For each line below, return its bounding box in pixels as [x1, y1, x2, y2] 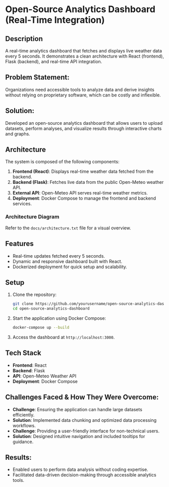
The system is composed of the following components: [5, 159, 120, 165]
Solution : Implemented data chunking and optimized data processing [12, 417, 157, 423]
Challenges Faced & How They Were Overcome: [5, 393, 159, 402]
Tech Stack [5, 349, 41, 357]
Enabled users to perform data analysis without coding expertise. [12, 466, 148, 473]
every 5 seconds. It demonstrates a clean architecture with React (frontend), [5, 53, 164, 59]
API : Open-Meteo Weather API [12, 373, 77, 379]
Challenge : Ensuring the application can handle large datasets [12, 406, 143, 412]
